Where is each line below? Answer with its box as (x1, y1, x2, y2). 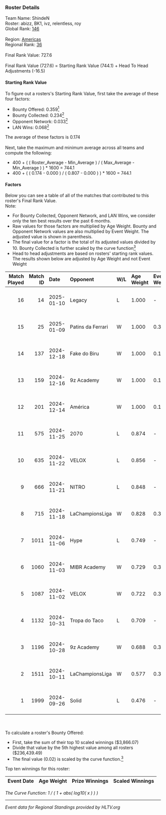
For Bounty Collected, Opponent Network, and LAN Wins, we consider (12, 213, 156, 219)
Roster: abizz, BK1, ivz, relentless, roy (5, 20, 82, 26)
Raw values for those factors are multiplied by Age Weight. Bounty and (12, 223, 157, 229)
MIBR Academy (70, 563, 106, 570)
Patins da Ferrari (70, 323, 108, 330)
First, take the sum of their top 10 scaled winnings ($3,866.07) (12, 739, 139, 745)
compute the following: (5, 150, 52, 156)
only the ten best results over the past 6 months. (12, 218, 111, 224)
